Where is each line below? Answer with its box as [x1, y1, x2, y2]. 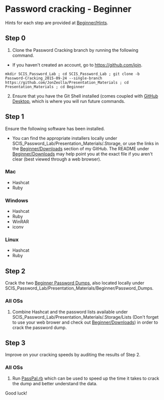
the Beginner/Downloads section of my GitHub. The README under [12, 145, 149, 151]
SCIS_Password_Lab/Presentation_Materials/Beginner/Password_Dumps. [5, 285, 154, 291]
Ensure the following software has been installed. [5, 126, 105, 132]
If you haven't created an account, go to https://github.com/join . [12, 62, 143, 67]
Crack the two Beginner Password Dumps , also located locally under [5, 280, 144, 286]
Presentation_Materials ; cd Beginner [5, 84, 85, 89]
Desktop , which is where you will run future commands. [12, 98, 126, 104]
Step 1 [5, 112, 25, 121]
